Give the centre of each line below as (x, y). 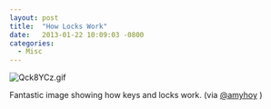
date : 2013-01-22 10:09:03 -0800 (77, 35)
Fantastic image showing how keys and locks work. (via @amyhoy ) (136, 95)
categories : (32, 43)
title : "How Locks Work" (58, 26)
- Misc (30, 52)
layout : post (34, 18)
